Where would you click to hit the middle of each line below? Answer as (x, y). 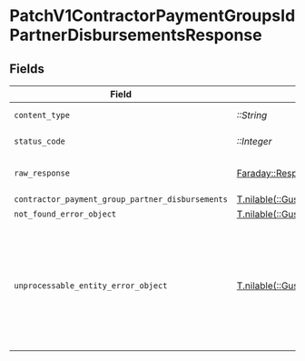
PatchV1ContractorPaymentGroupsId (152, 16)
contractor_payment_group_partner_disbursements (121, 200)
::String (252, 115)
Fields (27, 69)
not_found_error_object (65, 214)
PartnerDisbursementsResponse (136, 35)
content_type (42, 115)
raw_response (42, 173)
